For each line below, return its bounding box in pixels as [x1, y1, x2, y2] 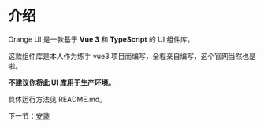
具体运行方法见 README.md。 [8, 94, 107, 104]
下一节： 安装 [8, 111, 50, 120]
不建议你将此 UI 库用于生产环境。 [8, 78, 116, 87]
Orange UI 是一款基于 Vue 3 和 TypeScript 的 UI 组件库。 [8, 35, 195, 44]
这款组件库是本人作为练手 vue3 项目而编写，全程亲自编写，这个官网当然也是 [8, 51, 256, 60]
